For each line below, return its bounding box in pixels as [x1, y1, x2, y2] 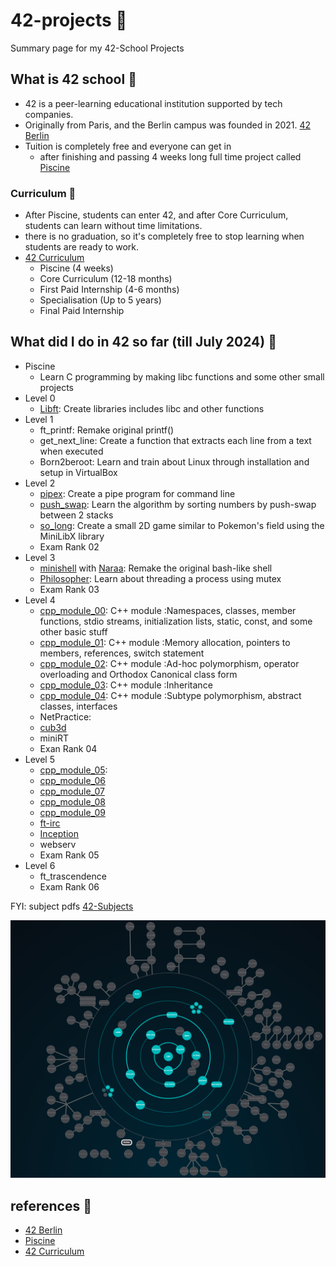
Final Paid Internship [39, 305, 125, 317]
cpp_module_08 [39, 795, 106, 808]
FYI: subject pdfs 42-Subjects [10, 900, 134, 912]
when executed [39, 445, 104, 457]
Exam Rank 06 [39, 880, 100, 893]
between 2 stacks [39, 509, 114, 521]
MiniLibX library [39, 530, 105, 542]
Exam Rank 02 [39, 540, 100, 553]
